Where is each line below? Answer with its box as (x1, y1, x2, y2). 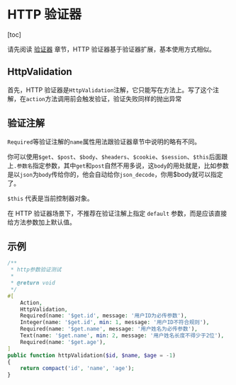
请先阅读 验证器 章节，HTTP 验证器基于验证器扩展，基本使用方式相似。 (7, 45, 216, 53)
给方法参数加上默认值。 (7, 217, 76, 226)
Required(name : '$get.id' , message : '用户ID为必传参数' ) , (20, 312, 188, 319)
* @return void (10, 280, 55, 287)
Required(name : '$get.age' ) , (20, 338, 106, 345)
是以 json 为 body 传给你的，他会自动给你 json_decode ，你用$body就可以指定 (7, 170, 223, 178)
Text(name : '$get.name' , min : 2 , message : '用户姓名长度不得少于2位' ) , (20, 332, 225, 339)
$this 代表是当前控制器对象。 (7, 194, 94, 202)
